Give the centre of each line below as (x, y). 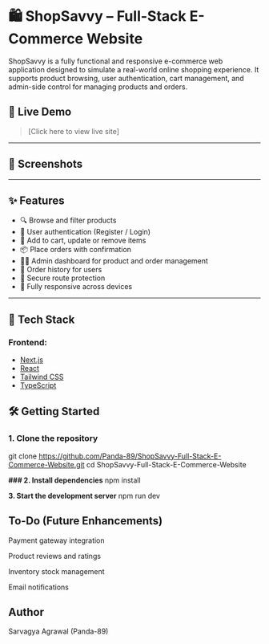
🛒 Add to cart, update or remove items (83, 240)
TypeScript (38, 385)
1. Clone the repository (53, 438)
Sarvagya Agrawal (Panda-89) (58, 631)
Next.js (32, 360)
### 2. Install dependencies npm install (75, 480)
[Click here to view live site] (74, 131)
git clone (23, 456)
